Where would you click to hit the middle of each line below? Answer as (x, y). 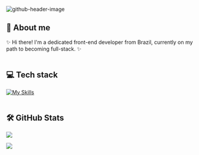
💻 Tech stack (32, 75)
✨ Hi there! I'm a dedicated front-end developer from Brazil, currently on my (99, 42)
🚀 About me (28, 28)
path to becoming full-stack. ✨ (44, 49)
